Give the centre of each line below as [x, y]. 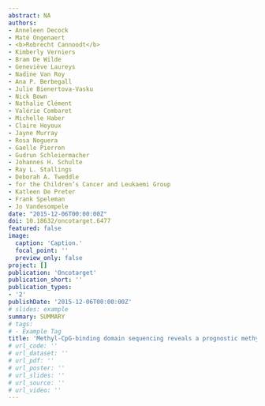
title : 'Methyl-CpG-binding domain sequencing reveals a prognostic [123, 339]
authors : [22, 23]
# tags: [21, 324]
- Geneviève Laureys [42, 67]
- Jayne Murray [33, 133]
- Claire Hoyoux [35, 126]
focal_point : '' [42, 250]
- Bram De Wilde [35, 60]
